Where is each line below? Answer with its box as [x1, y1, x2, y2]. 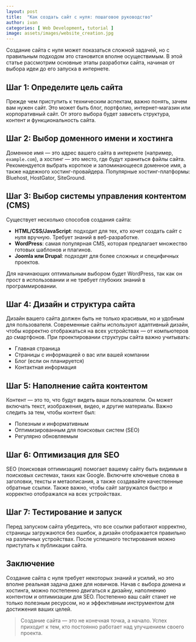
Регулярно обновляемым [14, 433, 78, 440]
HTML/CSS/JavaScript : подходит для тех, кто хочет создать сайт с [14, 227, 183, 234]
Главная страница [14, 345, 60, 352]
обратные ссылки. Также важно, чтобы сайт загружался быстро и [6, 484, 173, 491]
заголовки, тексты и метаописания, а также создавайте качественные [6, 478, 183, 485]
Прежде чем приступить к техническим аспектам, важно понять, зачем [6, 98, 187, 105]
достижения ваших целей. [6, 606, 72, 613]
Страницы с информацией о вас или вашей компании [14, 351, 149, 358]
